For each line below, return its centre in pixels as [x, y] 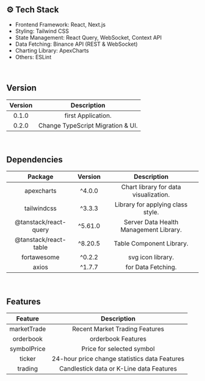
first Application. [88, 115]
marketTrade [28, 329]
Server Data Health [151, 222]
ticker [27, 359]
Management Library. [151, 230]
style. [151, 212]
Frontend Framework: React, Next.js [60, 24]
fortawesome [40, 257]
